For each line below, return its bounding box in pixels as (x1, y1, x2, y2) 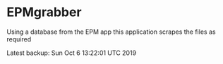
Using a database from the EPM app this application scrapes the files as (6, 27, 216, 36)
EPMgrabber (6, 4, 82, 20)
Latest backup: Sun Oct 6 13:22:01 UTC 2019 (6, 49, 137, 57)
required (6, 34, 32, 43)
